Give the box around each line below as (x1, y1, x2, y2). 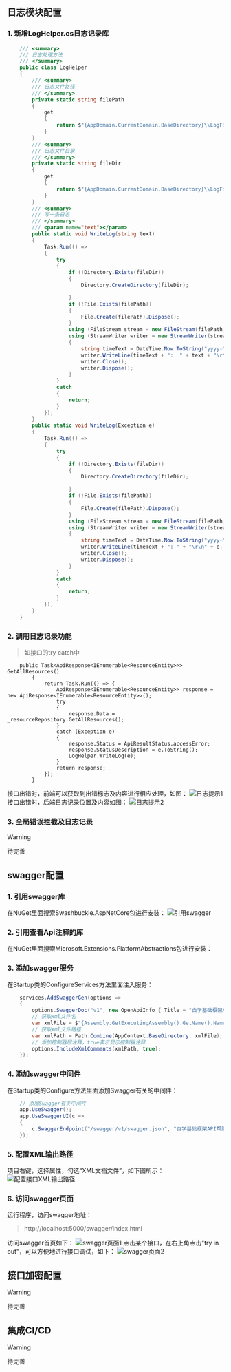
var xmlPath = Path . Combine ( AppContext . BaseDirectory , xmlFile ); (32, 1032, 223, 1039)
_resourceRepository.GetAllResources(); (7, 716, 125, 723)
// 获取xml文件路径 (32, 1026, 81, 1033)
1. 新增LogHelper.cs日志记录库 (7, 29, 109, 39)
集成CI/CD (7, 1324, 52, 1336)
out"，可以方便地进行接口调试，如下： (7, 1247, 115, 1256)
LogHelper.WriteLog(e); (68, 752, 137, 759)
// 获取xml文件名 (32, 1013, 76, 1020)
